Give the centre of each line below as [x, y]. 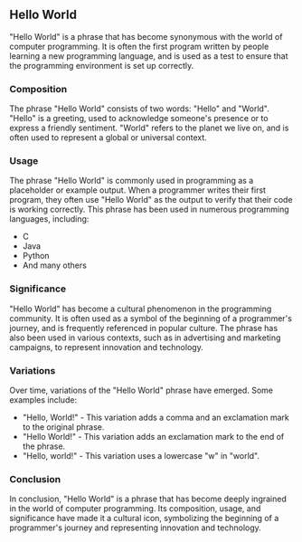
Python [36, 256]
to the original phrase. [63, 427]
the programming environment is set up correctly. [102, 65]
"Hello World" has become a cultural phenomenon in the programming [141, 309]
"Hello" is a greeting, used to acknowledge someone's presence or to [139, 119]
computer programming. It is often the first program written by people [139, 46]
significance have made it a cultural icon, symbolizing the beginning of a [144, 518]
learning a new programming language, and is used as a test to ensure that [149, 56]
